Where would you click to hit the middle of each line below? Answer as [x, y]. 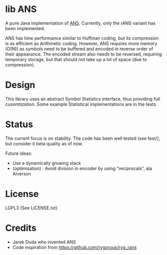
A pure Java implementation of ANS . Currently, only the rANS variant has [80, 23]
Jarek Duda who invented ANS [44, 242]
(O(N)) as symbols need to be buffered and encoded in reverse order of [79, 49]
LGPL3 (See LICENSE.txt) [31, 208]
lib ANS [21, 9]
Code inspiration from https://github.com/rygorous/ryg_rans [74, 247]
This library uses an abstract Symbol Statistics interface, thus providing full [83, 99]
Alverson [22, 173]
